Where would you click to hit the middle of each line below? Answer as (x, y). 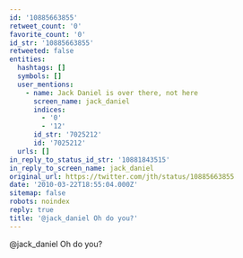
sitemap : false (38, 193)
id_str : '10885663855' (52, 43)
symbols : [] (40, 76)
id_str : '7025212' (67, 135)
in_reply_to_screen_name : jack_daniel (82, 168)
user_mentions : (46, 85)
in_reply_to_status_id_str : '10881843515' (90, 160)
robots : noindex (39, 202)
